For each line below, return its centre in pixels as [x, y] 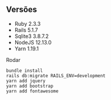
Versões [22, 10]
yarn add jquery [26, 81]
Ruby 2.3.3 [27, 23]
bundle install [25, 70]
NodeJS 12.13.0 [33, 42]
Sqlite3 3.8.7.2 [32, 36]
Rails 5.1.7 [26, 30]
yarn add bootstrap [30, 86]
